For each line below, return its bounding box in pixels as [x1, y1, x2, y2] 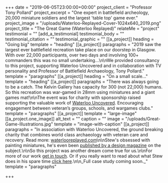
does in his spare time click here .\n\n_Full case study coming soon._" [5, 158, 148, 164]
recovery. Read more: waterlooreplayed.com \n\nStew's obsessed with [5, 137, 150, 143]
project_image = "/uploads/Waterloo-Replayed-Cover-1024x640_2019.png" [5, 20, 161, 26]
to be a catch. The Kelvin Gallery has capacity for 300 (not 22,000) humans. [5, 84, 163, 89]
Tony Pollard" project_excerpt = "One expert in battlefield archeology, [5, 9, 149, 15]
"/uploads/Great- [125, 116, 160, 121]
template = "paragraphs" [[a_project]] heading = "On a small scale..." [5, 73, 148, 79]
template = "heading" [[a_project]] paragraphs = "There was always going [5, 78, 159, 84]
